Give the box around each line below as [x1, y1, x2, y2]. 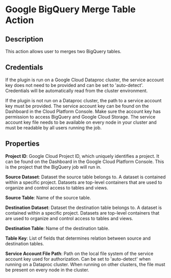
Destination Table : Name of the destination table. [5, 225, 110, 231]
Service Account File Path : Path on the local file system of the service [5, 250, 154, 257]
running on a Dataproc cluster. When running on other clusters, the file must [5, 261, 165, 267]
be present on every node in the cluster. [5, 267, 89, 273]
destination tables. [5, 240, 44, 246]
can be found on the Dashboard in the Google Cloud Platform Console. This [5, 158, 164, 165]
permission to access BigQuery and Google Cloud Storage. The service [5, 113, 156, 120]
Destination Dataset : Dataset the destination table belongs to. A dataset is [5, 204, 162, 211]
